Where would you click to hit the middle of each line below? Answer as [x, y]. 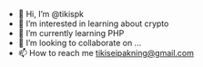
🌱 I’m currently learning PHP [71, 33]
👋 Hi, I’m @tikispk [51, 14]
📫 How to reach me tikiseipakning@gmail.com [106, 53]
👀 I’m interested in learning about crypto [93, 24]
